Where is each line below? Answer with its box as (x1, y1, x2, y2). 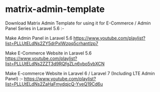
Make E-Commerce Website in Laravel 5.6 (5, 50, 92, 56)
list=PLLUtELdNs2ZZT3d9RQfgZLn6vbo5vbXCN (5, 60, 105, 66)
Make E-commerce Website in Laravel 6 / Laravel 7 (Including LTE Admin (5, 70, 155, 76)
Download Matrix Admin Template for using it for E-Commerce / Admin (5, 20, 151, 26)
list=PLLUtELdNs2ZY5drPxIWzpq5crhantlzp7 (5, 40, 98, 46)
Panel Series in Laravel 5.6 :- (5, 25, 64, 31)
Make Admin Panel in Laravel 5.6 (5, 35, 72, 41)
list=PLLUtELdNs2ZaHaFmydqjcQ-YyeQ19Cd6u (5, 81, 103, 87)
